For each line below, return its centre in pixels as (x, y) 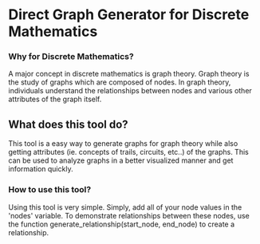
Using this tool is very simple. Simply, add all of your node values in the (125, 207)
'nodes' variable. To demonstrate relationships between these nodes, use (129, 215)
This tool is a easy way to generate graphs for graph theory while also (123, 144)
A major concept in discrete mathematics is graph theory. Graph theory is (129, 74)
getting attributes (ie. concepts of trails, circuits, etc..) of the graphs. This (128, 152)
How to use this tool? (50, 190)
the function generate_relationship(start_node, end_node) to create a (122, 224)
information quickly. (41, 169)
